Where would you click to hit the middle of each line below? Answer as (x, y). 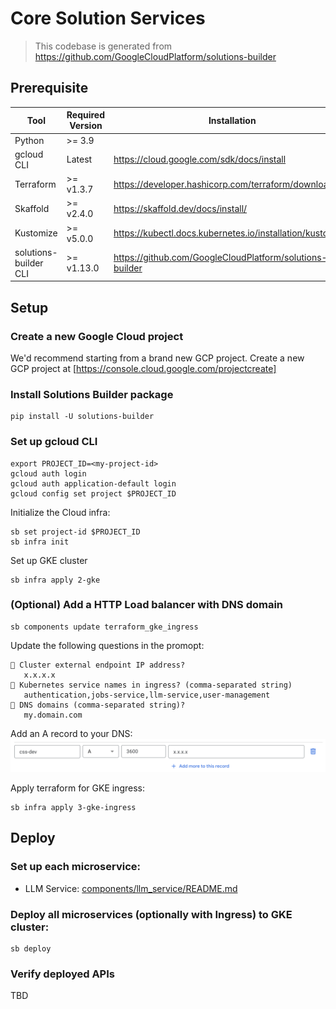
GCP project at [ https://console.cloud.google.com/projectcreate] (143, 368)
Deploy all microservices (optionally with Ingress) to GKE (151, 914)
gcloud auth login (48, 473)
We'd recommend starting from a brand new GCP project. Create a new (157, 358)
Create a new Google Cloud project (97, 336)
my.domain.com (53, 715)
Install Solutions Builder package (92, 394)
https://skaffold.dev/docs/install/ (180, 208)
